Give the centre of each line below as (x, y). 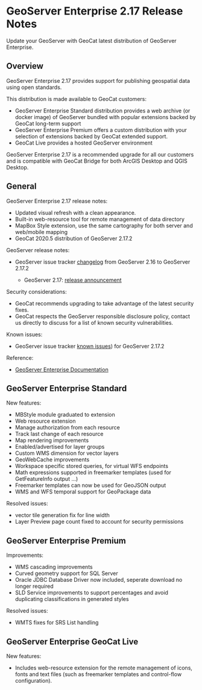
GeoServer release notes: (38, 250)
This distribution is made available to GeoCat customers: (76, 99)
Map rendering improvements (52, 440)
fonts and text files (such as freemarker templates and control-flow (98, 674)
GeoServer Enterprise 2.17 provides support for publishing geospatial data (98, 80)
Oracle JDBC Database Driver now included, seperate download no (99, 580)
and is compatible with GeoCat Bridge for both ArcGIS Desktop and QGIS (97, 161)
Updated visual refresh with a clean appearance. (75, 212)
